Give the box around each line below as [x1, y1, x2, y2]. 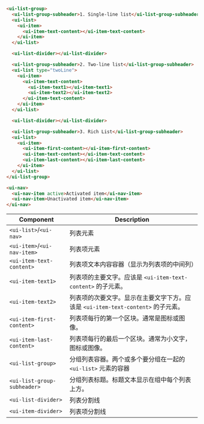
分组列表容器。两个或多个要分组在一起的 [69, 355, 185, 364]
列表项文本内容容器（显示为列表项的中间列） [69, 260, 197, 268]
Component [19, 216, 54, 224]
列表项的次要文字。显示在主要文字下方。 [69, 293, 185, 302]
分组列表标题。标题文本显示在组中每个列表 [69, 375, 191, 384]
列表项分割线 [69, 408, 106, 416]
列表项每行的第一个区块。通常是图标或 [69, 314, 179, 323]
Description [115, 216, 150, 224]
